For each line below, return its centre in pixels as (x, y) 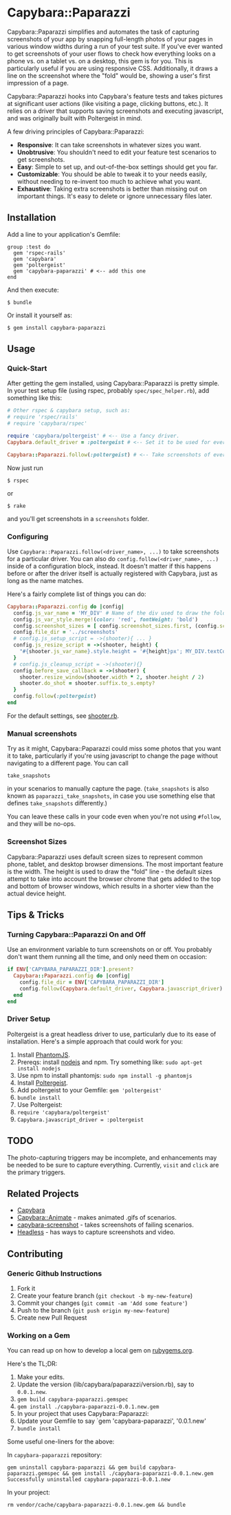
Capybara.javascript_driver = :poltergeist (80, 1120)
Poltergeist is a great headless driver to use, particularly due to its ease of (112, 1034)
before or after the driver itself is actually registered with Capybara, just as (112, 573)
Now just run (25, 468)
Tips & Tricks (36, 914)
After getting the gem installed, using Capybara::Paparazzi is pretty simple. (113, 383)
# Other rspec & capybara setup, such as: (69, 411)
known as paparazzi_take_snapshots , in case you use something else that (111, 796)
